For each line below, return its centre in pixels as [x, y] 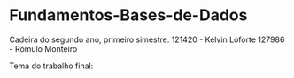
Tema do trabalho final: [51, 66]
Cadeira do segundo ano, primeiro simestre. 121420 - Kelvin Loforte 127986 [147, 39]
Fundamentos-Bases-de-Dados [128, 15]
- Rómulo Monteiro [43, 48]
